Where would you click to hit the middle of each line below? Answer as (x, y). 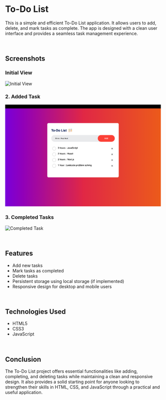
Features (19, 253)
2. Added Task (23, 96)
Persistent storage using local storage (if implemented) (68, 281)
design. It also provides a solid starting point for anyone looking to (72, 382)
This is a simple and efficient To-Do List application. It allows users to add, (81, 23)
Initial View (19, 73)
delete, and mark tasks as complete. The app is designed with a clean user (81, 28)
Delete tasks (25, 276)
